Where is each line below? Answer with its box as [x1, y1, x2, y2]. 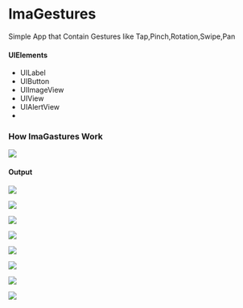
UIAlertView [19, 102, 60, 112]
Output [8, 167, 33, 177]
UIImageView [19, 85, 64, 95]
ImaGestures [8, 5, 97, 23]
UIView [19, 94, 44, 103]
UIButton [19, 77, 50, 86]
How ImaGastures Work [8, 131, 103, 142]
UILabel [19, 68, 46, 77]
